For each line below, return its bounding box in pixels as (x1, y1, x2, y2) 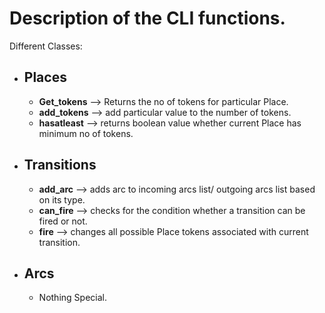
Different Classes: (9, 40, 83, 52)
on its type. (38, 193, 86, 206)
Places (23, 69, 67, 86)
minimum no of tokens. (38, 127, 134, 139)
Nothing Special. (38, 292, 107, 304)
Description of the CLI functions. (9, 7, 286, 30)
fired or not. (38, 215, 88, 227)
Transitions (23, 157, 97, 174)
